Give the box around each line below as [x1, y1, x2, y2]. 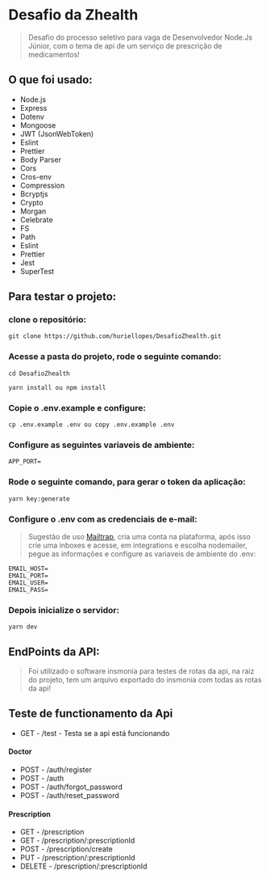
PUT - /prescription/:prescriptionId [19, 853, 135, 863]
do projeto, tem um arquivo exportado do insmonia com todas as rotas [27, 675, 262, 685]
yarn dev [8, 623, 38, 632]
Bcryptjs [19, 188, 48, 199]
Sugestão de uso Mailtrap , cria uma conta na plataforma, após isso [27, 531, 251, 541]
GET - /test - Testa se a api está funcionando [19, 728, 170, 737]
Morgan [19, 206, 47, 216]
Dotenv [19, 112, 44, 121]
